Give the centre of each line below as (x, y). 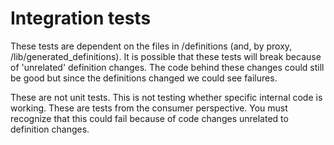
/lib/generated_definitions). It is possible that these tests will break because (166, 56)
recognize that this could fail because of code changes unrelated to (149, 118)
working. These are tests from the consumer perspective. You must (149, 108)
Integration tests (81, 18)
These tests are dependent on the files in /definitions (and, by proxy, (151, 46)
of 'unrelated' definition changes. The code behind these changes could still (167, 67)
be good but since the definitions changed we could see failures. (144, 78)
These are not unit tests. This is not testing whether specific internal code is (166, 97)
